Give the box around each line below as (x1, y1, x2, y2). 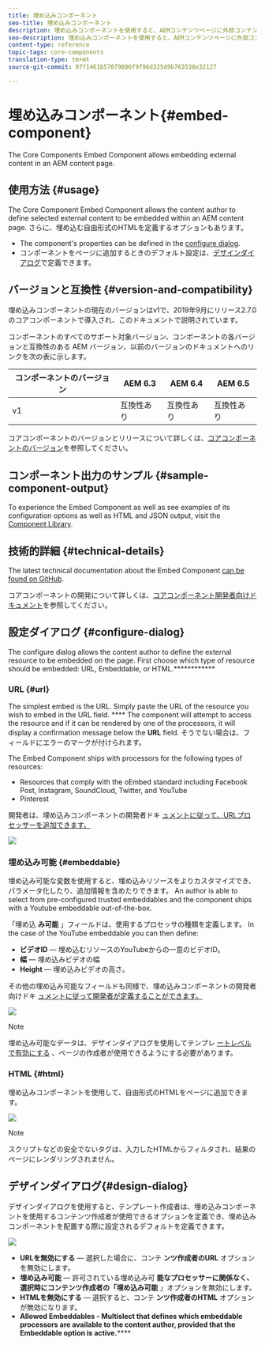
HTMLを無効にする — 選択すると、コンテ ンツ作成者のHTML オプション (19, 1293, 255, 1302)
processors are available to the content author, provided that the (19, 1320, 236, 1329)
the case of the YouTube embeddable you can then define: (8, 928, 199, 938)
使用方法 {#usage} (8, 183, 100, 197)
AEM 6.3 (123, 378, 156, 389)
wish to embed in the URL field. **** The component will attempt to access (8, 710, 252, 720)
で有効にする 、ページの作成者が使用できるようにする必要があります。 (8, 1048, 238, 1058)
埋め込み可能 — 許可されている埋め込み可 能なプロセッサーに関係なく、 (19, 1273, 254, 1283)
